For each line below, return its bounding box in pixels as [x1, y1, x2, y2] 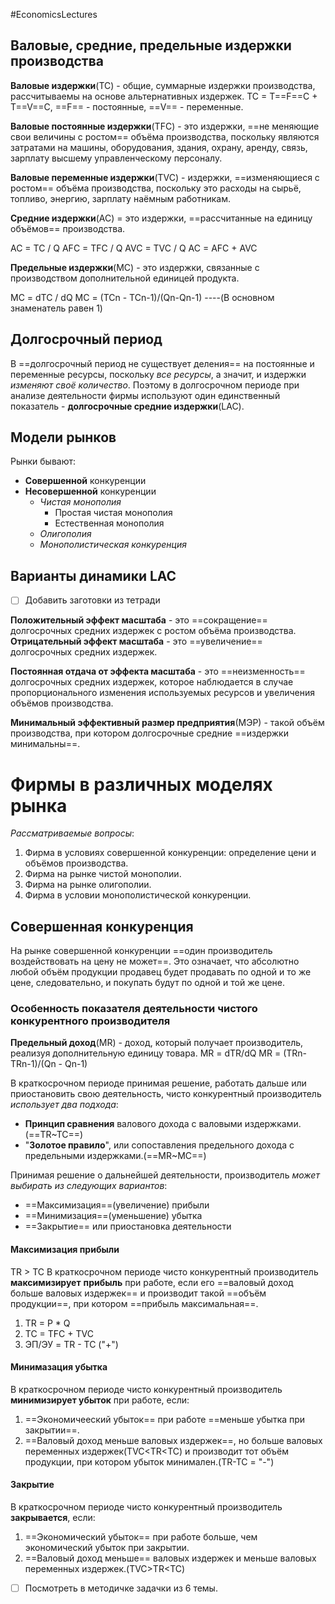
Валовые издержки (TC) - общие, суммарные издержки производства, [10, 79, 316, 91]
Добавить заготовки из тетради [24, 594, 161, 606]
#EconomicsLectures [10, 9, 98, 20]
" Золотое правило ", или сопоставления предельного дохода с [24, 1139, 295, 1151]
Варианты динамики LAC [10, 567, 177, 584]
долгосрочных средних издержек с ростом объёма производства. [10, 625, 297, 637]
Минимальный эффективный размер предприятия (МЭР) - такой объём [10, 717, 325, 729]
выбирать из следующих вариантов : [10, 1180, 168, 1192]
